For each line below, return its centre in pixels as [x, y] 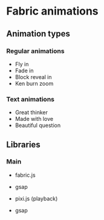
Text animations [30, 99]
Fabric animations [52, 11]
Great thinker [31, 112]
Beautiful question [38, 125]
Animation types [38, 34]
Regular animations [35, 51]
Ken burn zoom [34, 83]
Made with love [34, 119]
